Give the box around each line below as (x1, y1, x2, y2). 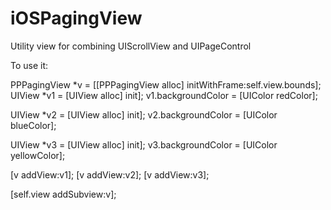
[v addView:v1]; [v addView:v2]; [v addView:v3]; (10, 168, 210, 181)
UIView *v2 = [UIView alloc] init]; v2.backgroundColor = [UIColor (10, 108, 278, 121)
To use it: (10, 59, 49, 71)
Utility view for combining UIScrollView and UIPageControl (10, 40, 252, 52)
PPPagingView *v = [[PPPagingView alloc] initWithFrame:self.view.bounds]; (10, 78, 322, 91)
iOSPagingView (10, 7, 143, 30)
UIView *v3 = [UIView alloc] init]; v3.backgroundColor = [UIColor (10, 138, 278, 151)
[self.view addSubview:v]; (10, 188, 117, 200)
